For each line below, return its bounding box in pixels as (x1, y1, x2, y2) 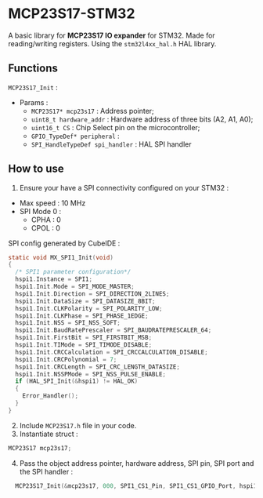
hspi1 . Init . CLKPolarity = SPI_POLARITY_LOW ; (15, 304, 163, 312)
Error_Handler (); (22, 392, 79, 400)
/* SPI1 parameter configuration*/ (15, 268, 131, 276)
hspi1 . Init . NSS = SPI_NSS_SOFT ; (15, 319, 121, 327)
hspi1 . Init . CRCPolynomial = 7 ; (15, 355, 117, 363)
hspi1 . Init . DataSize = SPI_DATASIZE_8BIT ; (15, 297, 156, 305)
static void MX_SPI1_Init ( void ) (8, 253, 113, 261)
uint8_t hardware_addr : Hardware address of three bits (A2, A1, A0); (31, 115, 254, 124)
